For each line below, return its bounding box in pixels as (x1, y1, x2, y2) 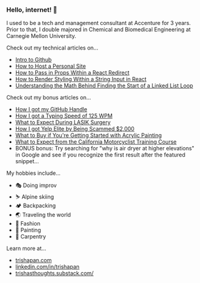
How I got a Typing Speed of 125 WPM (15, 112, 113, 120)
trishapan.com (15, 257, 52, 264)
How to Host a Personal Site (15, 62, 86, 70)
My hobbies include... (6, 169, 61, 177)
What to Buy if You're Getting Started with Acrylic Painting (15, 131, 162, 139)
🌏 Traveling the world (15, 211, 72, 219)
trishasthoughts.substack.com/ (15, 270, 94, 277)
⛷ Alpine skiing (15, 193, 54, 200)
